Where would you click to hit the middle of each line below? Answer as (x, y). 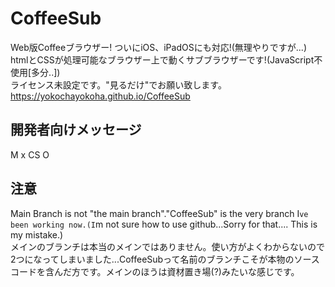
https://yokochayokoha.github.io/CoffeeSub (100, 96)
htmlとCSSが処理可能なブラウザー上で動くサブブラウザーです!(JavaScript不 (166, 59)
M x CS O (30, 154)
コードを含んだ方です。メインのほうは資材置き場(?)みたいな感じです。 (155, 271)
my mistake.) (37, 234)
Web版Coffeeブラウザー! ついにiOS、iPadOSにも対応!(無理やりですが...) (159, 47)
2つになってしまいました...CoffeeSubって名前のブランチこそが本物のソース (165, 259)
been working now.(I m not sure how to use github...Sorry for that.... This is (164, 224)
